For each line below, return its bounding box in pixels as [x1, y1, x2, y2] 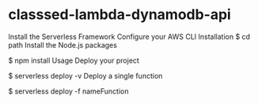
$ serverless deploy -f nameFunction [8, 86, 129, 96]
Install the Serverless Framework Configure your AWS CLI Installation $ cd [8, 32, 251, 41]
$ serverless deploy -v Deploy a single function [8, 71, 163, 80]
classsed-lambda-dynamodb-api [8, 6, 231, 24]
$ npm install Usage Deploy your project [8, 56, 140, 65]
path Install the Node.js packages [8, 40, 117, 49]
